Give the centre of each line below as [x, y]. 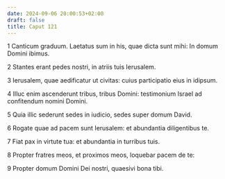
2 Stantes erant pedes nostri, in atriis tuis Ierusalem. [82, 67]
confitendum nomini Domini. [48, 101]
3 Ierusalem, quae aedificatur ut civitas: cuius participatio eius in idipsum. [112, 80]
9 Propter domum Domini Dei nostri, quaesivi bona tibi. [85, 169]
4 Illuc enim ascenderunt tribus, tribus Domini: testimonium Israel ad [105, 94]
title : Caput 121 [32, 26]
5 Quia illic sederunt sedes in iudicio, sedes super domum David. [100, 114]
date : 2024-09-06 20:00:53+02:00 [56, 14]
